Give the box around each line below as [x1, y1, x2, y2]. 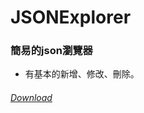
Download [10, 92, 53, 104]
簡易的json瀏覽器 [10, 44, 93, 58]
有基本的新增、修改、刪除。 [24, 68, 140, 80]
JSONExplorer [10, 6, 132, 29]
